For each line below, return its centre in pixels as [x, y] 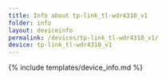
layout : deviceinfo [41, 30]
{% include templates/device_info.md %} [76, 67]
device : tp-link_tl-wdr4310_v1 [60, 45]
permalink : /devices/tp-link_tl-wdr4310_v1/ [83, 38]
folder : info [30, 23]
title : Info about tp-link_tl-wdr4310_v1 [78, 15]
